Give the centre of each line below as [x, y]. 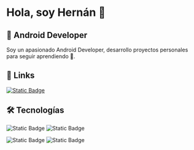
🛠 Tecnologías [35, 111]
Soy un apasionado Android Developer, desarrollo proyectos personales [97, 50]
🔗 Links [21, 76]
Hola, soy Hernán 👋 [56, 13]
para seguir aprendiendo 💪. [41, 56]
